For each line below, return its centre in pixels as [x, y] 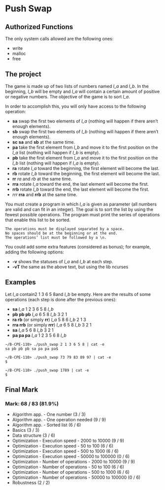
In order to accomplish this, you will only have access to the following [76, 106]
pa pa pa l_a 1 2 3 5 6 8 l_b [39, 335]
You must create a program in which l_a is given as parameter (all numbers [81, 204]
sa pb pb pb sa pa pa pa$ [32, 349]
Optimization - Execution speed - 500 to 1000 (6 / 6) [66, 451]
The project [23, 74]
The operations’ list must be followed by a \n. [56, 238]
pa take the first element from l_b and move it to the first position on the [85, 147]
